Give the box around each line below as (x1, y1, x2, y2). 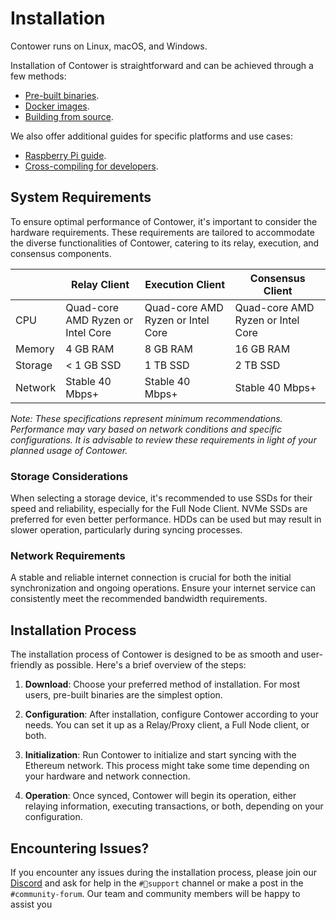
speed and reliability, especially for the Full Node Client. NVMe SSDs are (10, 503, 308, 515)
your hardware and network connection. (24, 770, 191, 782)
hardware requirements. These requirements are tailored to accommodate (10, 226, 315, 238)
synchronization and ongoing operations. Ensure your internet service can (10, 582, 317, 594)
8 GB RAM (144, 342, 193, 356)
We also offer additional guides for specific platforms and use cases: (10, 130, 293, 142)
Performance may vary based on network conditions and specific (10, 423, 282, 435)
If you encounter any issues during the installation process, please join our (10, 866, 317, 878)
